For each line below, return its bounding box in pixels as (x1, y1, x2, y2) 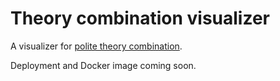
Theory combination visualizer (10, 7, 270, 30)
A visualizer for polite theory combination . (10, 40, 183, 52)
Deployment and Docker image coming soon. (10, 59, 197, 71)
